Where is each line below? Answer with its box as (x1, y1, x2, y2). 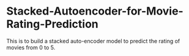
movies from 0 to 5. (6, 44, 56, 51)
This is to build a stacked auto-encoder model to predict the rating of (6, 37, 180, 44)
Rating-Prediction (6, 17, 99, 31)
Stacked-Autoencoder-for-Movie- (6, 4, 183, 18)
